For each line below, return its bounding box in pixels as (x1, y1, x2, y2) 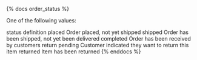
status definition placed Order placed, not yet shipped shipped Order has (6, 28, 189, 36)
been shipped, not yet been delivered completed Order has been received (6, 35, 191, 42)
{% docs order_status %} (6, 5, 70, 12)
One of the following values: (6, 17, 77, 24)
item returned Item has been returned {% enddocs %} (6, 48, 141, 55)
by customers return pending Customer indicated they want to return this (6, 42, 189, 48)
